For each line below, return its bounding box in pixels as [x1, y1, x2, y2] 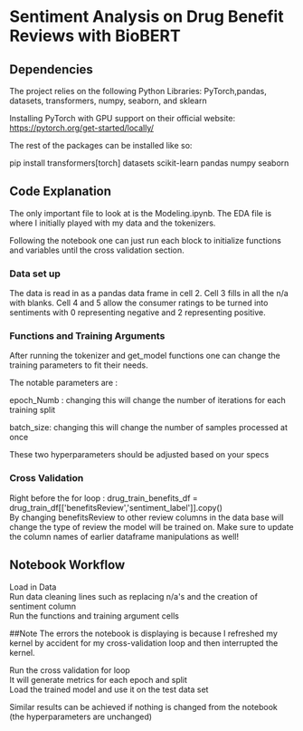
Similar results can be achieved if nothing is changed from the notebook [9, 701, 278, 712]
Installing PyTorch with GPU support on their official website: [9, 113, 236, 123]
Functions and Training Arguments [9, 330, 166, 342]
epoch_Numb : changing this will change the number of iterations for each [9, 395, 287, 406]
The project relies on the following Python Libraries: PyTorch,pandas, [9, 86, 267, 96]
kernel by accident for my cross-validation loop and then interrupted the [9, 637, 279, 649]
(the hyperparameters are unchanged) [9, 711, 152, 722]
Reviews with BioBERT [9, 25, 181, 46]
